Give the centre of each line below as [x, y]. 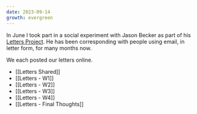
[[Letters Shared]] [38, 71]
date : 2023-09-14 [28, 12]
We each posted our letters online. [50, 60]
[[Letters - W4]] [35, 98]
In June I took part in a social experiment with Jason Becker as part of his [99, 35]
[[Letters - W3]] [35, 91]
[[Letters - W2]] [35, 84]
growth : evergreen [30, 18]
